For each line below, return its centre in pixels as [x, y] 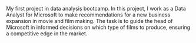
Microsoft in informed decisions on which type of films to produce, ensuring [98, 27]
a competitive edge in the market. [47, 34]
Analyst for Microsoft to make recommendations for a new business [88, 15]
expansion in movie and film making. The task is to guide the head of [89, 21]
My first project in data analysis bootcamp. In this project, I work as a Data [96, 9]
